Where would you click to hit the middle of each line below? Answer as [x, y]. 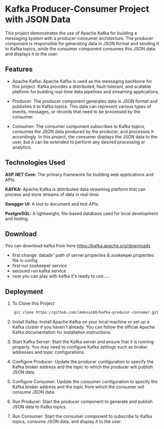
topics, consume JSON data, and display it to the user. [67, 422]
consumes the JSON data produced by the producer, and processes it [83, 132]
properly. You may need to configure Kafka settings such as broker [80, 347]
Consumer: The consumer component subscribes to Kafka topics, [79, 126]
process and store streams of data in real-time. [53, 194]
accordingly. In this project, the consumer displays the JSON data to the [85, 136]
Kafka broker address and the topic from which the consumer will [78, 387]
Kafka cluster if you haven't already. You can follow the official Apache [83, 327]
